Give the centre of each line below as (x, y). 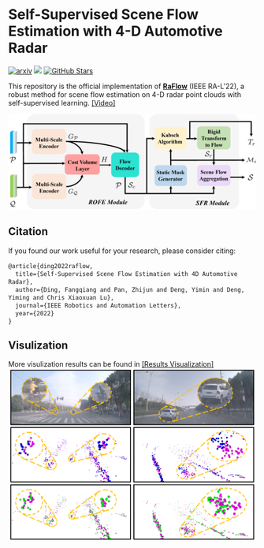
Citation (28, 231)
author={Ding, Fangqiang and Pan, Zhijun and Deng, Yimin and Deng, (130, 289)
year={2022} (35, 313)
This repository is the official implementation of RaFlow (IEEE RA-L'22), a (126, 86)
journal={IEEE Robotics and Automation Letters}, (98, 305)
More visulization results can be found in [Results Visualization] (111, 364)
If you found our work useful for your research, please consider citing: (122, 251)
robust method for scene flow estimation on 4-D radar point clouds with (125, 94)
